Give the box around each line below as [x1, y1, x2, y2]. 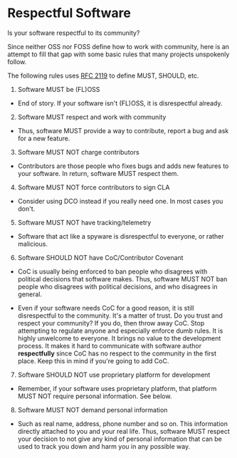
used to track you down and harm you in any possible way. [17, 442, 191, 450]
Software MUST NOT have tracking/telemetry [17, 218, 152, 227]
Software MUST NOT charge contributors [17, 147, 140, 156]
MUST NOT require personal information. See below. [17, 392, 172, 400]
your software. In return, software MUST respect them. [17, 169, 179, 177]
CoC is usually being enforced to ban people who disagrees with [17, 267, 208, 276]
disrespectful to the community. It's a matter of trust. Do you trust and [17, 311, 223, 320]
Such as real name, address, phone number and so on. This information [17, 419, 228, 428]
